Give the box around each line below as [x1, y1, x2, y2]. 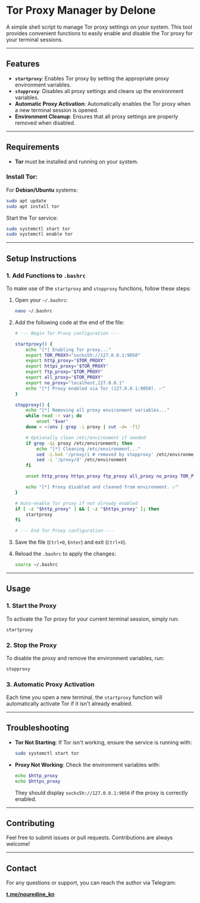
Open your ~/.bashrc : [14, 297, 68, 304]
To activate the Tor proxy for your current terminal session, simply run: [6, 615, 179, 622]
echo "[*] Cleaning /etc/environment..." [36, 446, 141, 452]
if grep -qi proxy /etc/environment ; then [26, 440, 133, 446]
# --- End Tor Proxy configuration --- [14, 528, 114, 534]
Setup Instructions [6, 253, 77, 263]
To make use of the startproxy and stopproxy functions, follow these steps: [6, 285, 192, 292]
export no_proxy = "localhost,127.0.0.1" [26, 380, 125, 386]
